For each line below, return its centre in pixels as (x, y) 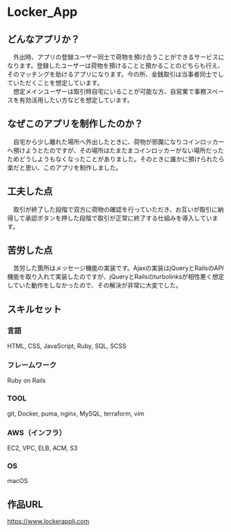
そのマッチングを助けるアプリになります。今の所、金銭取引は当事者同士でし (115, 74)
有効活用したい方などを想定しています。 (76, 100)
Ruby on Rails (27, 380)
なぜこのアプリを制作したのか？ (75, 124)
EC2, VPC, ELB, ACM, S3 (42, 448)
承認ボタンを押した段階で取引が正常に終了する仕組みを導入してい (119, 218)
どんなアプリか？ (43, 39)
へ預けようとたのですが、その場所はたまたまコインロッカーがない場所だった (115, 150)
